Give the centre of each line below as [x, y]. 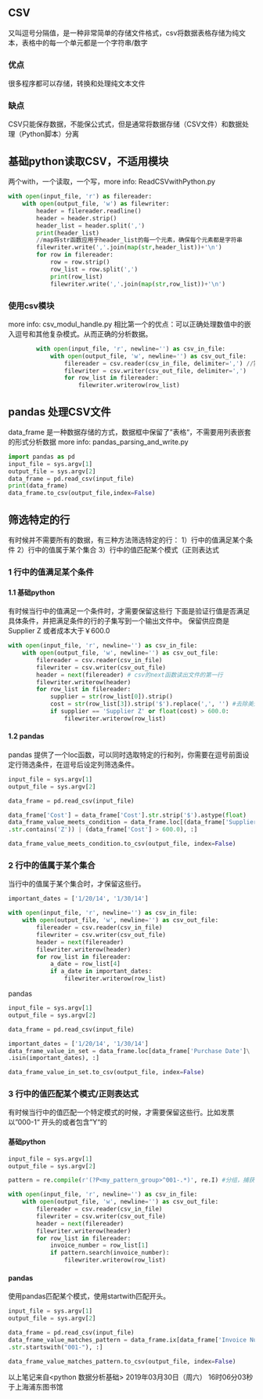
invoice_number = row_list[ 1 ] [99, 1246]
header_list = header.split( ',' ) [91, 226]
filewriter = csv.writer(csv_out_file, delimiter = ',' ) [155, 371]
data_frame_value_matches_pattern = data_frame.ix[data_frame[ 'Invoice [127, 1340]
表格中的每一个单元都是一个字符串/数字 [85, 42]
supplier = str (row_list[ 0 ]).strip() [112, 697]
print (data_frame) [38, 486]
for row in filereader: [75, 255]
